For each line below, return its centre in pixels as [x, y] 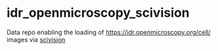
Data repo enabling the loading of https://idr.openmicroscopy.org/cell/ [109, 32]
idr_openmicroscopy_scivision [98, 13]
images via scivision [36, 39]
